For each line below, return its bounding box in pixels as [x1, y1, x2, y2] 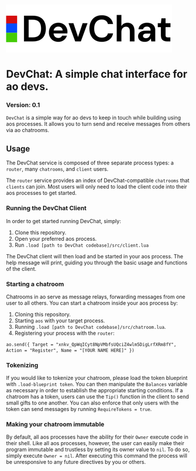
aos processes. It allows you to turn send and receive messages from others [6, 120, 191, 127]
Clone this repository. [14, 228, 67, 236]
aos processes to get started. [6, 190, 77, 197]
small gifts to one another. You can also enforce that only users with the [6, 399, 179, 406]
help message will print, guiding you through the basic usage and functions [6, 259, 188, 266]
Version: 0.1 [6, 101, 40, 109]
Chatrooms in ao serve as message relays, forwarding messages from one [6, 293, 185, 300]
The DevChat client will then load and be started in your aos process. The [6, 253, 183, 260]
